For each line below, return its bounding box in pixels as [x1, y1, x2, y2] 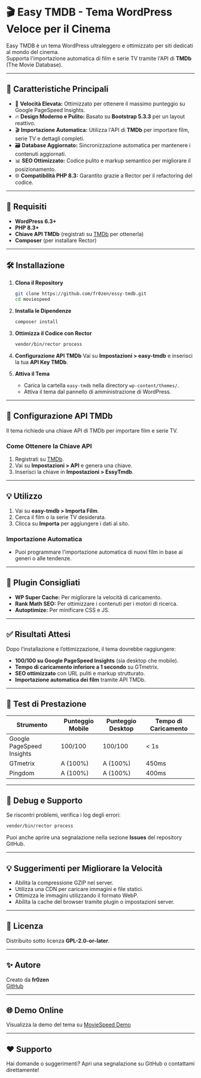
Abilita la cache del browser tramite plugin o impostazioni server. [14, 898, 175, 905]
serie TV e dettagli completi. [14, 135, 85, 142]
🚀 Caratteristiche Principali [6, 84, 109, 94]
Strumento [16, 720, 48, 729]
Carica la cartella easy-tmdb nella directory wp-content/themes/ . [23, 382, 179, 389]
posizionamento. [14, 165, 56, 173]
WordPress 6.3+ [14, 218, 57, 225]
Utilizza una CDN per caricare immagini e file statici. [14, 886, 144, 893]
